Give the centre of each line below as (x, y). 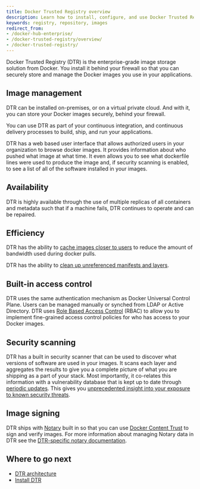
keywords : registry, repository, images (57, 23)
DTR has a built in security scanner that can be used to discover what (91, 356)
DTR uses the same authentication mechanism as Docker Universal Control (98, 298)
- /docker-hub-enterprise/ (40, 34)
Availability (27, 187)
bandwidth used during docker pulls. (51, 254)
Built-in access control (49, 284)
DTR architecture (35, 474)
